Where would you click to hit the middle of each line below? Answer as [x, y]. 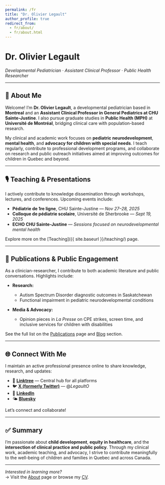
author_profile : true [27, 19]
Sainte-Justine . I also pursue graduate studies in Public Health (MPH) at [79, 118]
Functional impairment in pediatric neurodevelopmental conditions [86, 300]
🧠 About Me [23, 96]
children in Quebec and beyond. [38, 159]
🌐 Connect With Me [36, 354]
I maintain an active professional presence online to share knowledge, [76, 366]
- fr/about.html [26, 32]
